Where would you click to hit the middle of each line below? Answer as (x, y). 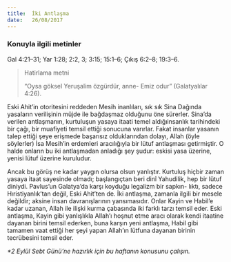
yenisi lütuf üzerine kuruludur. (49, 158)
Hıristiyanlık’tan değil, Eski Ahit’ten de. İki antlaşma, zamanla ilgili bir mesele (115, 194)
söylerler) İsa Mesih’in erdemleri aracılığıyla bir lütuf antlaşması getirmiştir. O (115, 143)
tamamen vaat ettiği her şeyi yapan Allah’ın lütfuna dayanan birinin (101, 230)
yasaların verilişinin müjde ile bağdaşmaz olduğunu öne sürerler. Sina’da (109, 114)
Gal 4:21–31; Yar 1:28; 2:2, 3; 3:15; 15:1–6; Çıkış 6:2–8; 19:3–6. (93, 59)
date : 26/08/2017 (35, 20)
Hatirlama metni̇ (47, 73)
